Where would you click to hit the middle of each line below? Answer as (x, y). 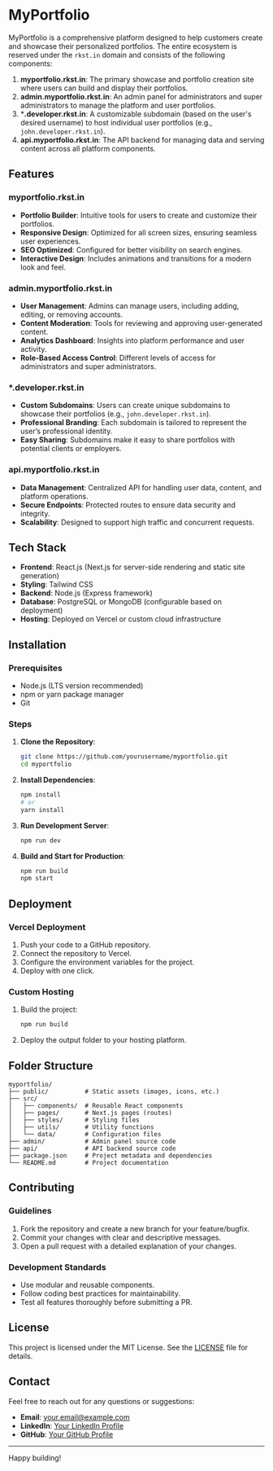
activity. (33, 349)
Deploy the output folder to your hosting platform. (103, 1040)
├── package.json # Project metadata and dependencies (110, 1155)
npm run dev (40, 841)
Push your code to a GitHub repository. (85, 945)
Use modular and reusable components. (87, 1284)
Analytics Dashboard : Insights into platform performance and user (132, 340)
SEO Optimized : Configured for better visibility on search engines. (131, 249)
